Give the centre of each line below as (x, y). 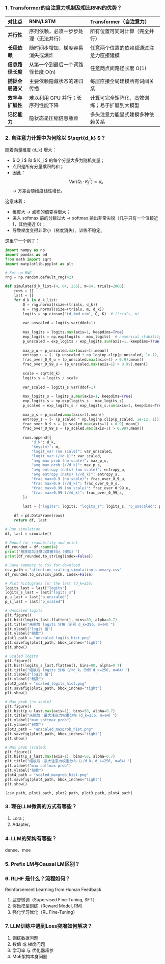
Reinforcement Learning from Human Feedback (53, 890)
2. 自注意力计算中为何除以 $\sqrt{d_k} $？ (55, 138)
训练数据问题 (25, 938)
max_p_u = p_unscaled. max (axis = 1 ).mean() (66, 351)
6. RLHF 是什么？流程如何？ (38, 878)
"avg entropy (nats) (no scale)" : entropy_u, (79, 470)
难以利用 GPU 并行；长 (55, 98)
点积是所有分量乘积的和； (38, 166)
